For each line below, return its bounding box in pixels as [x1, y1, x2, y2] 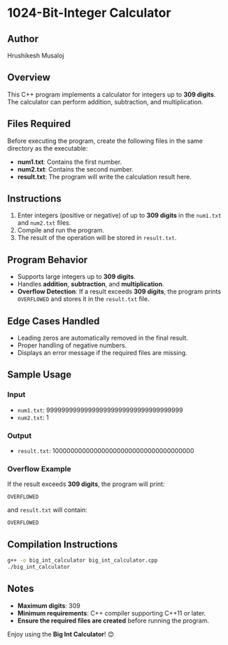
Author [7, 33, 38, 45]
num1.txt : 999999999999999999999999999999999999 [17, 405, 183, 414]
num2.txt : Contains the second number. [17, 165, 134, 173]
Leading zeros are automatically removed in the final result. [17, 334, 189, 342]
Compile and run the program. [17, 226, 105, 235]
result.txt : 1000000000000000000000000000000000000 [17, 447, 194, 455]
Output [7, 431, 32, 441]
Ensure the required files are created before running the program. [17, 616, 210, 625]
